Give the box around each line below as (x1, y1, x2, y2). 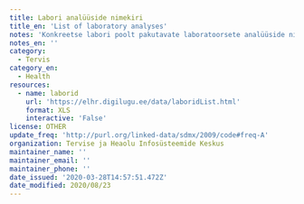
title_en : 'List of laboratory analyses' (9, 22, 168, 31)
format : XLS (25, 106, 71, 115)
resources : (9, 80, 51, 89)
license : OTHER (9, 123, 67, 132)
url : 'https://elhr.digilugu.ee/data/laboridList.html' (25, 97, 242, 107)
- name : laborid (17, 88, 79, 97)
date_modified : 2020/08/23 (9, 181, 111, 190)
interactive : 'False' (25, 114, 107, 123)
